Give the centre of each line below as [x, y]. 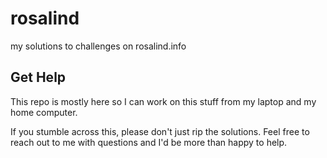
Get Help [38, 77]
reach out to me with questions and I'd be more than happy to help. [149, 142]
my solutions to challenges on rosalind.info [98, 46]
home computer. [44, 112]
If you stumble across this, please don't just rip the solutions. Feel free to [160, 131]
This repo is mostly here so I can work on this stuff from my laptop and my [163, 101]
